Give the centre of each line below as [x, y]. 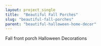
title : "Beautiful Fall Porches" [42, 15]
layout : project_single [30, 10]
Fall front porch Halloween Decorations [46, 38]
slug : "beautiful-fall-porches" [39, 19]
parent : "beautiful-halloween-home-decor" [51, 24]
